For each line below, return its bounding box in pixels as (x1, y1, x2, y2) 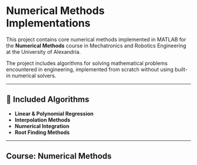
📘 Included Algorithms (6, 95, 90, 105)
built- (175, 66, 188, 73)
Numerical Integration (14, 122, 70, 129)
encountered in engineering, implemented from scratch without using (6, 66, 174, 73)
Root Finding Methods (14, 129, 70, 136)
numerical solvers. (11, 72, 57, 79)
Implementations (6, 16, 91, 30)
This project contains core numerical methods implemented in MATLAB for (6, 36, 186, 43)
